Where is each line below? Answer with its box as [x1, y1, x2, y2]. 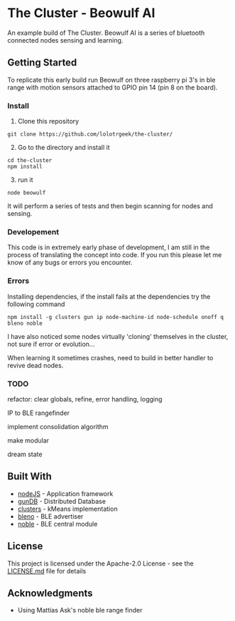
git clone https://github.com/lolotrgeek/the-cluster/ [7, 131, 173, 138]
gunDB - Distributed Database [17, 497, 106, 505]
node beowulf [7, 190, 46, 197]
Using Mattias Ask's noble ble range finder [17, 606, 143, 615]
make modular [7, 436, 50, 445]
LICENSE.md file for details [7, 566, 87, 575]
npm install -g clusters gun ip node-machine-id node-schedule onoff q [7, 313, 224, 320]
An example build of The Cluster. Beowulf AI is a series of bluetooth [7, 28, 205, 37]
